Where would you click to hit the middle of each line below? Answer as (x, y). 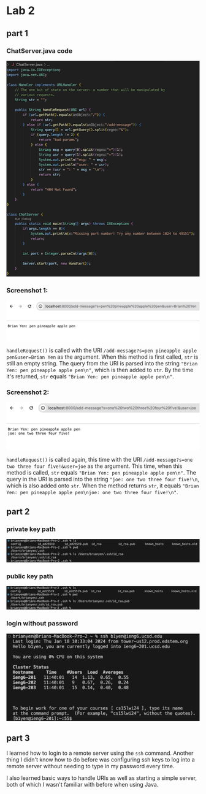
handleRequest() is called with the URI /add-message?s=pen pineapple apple (102, 350)
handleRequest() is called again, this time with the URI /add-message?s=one (100, 460)
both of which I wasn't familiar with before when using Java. (82, 784)
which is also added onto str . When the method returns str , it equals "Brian (103, 486)
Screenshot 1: (27, 291)
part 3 (18, 739)
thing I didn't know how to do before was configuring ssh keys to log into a (101, 759)
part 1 (17, 33)
